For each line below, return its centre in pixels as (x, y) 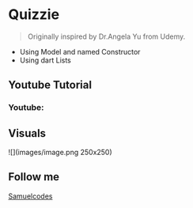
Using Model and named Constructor (80, 51)
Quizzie (34, 15)
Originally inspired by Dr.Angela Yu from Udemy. (106, 36)
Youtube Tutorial (50, 85)
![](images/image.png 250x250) (60, 153)
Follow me (34, 177)
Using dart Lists (45, 60)
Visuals (27, 133)
